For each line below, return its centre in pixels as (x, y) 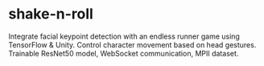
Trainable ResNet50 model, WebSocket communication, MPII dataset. (124, 53)
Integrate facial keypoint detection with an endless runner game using (124, 36)
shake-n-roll (51, 14)
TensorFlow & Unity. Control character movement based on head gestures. (132, 44)
